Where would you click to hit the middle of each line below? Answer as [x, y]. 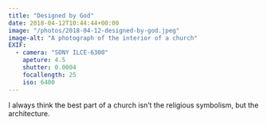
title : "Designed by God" [51, 16]
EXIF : [17, 45]
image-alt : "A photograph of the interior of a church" [103, 38]
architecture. [29, 113]
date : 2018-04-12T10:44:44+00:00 [64, 23]
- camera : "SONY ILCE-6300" [62, 53]
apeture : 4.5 [44, 61]
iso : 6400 [39, 82]
